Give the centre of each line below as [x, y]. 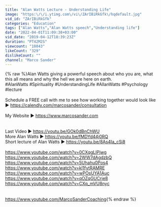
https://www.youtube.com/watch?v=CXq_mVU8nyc [57, 184]
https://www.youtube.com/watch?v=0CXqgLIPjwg [56, 152]
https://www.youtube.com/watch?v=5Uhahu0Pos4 [57, 163]
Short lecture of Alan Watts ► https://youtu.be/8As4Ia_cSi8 [65, 142]
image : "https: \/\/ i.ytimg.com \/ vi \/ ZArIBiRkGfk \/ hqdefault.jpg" [73, 14]
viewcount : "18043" [25, 46]
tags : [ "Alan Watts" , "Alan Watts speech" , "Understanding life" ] [72, 28]
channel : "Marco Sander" [31, 60]
